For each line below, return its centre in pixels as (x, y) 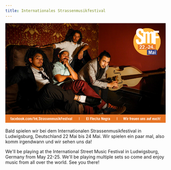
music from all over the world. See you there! (52, 162)
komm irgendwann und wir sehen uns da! (49, 142)
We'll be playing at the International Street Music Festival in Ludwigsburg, (82, 152)
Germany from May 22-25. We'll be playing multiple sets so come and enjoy (85, 157)
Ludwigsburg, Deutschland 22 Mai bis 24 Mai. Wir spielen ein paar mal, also (85, 137)
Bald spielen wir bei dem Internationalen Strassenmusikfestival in (73, 131)
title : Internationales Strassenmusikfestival (55, 11)
